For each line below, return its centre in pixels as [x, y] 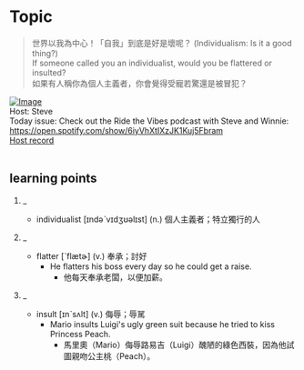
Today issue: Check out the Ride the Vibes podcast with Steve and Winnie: [149, 121]
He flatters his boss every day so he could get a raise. [151, 266]
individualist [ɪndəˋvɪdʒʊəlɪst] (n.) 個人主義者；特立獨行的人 [148, 219]
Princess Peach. [80, 334]
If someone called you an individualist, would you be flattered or [152, 63]
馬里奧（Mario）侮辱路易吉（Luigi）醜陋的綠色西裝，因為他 [175, 345]
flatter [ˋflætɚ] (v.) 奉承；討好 [91, 255]
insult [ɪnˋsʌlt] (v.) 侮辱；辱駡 [91, 314]
